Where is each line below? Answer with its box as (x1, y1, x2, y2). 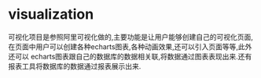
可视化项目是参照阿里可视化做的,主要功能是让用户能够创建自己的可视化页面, (8, 32, 254, 41)
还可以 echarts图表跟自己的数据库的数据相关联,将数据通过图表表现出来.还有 (8, 51, 252, 61)
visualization (8, 5, 94, 23)
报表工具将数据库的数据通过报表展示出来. (8, 61, 142, 71)
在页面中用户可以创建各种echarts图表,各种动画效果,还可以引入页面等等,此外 (8, 41, 252, 51)
